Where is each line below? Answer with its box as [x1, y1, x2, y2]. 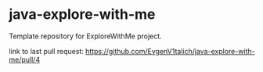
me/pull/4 [9, 55, 41, 64]
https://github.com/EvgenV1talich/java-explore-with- [85, 46, 255, 56]
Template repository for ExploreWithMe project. [9, 31, 163, 41]
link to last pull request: [9, 46, 85, 56]
